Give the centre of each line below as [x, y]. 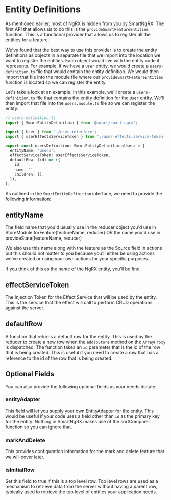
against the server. [25, 308]
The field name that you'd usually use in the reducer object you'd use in [81, 227]
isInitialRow [20, 470]
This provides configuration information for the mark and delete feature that [85, 451]
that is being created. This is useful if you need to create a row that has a [82, 352]
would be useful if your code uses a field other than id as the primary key [82, 416]
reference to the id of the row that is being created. [59, 358]
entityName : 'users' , [33, 151]
